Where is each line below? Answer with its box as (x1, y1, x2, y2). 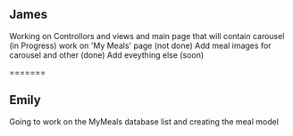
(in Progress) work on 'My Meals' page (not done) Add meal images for (9, 40, 272, 51)
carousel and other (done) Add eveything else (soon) (9, 49, 205, 60)
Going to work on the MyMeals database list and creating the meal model (9, 116, 280, 127)
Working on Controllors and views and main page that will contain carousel (9, 30, 285, 41)
